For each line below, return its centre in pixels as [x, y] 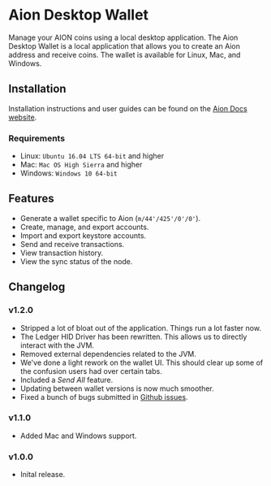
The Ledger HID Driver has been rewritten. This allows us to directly [133, 336]
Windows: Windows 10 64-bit [69, 173]
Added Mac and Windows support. [78, 436]
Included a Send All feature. [67, 380]
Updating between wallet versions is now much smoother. [117, 388]
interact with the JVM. [57, 345]
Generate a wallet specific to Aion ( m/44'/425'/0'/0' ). [110, 218]
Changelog [37, 287]
